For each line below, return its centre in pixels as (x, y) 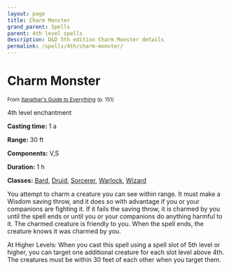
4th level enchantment (40, 112)
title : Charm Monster (39, 20)
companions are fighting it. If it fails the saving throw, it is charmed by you (114, 209)
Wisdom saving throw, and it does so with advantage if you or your (104, 201)
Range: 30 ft (26, 139)
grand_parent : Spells (39, 27)
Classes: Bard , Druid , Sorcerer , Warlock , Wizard (77, 180)
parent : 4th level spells (45, 33)
